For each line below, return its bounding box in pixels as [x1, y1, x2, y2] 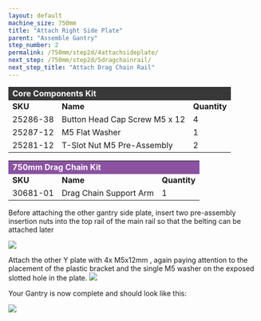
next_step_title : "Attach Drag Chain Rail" [8, 64, 156, 72]
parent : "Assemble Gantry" [8, 33, 98, 42]
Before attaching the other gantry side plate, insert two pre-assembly [8, 208, 236, 217]
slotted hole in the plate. [8, 272, 88, 283]
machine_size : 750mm [8, 19, 77, 27]
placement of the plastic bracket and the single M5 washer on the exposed [8, 264, 255, 273]
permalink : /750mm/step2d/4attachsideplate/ [8, 49, 159, 57]
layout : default [8, 11, 62, 20]
